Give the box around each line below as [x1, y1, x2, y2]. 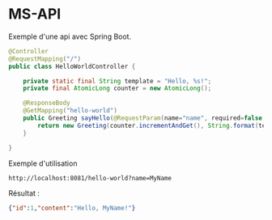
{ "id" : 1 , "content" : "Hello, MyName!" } [8, 204, 136, 212]
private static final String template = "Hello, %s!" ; [23, 77, 212, 85]
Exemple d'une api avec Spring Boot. [8, 32, 132, 41]
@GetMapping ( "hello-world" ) [23, 107, 117, 115]
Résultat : [8, 188, 40, 198]
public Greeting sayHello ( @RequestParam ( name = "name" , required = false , [23, 114, 266, 122]
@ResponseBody [23, 99, 70, 108]
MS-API [8, 5, 62, 23]
